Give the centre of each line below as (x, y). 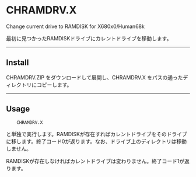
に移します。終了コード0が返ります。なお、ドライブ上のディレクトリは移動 (97, 141)
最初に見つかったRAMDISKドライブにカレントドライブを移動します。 (89, 38)
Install (17, 63)
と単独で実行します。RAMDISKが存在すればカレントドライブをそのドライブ (97, 134)
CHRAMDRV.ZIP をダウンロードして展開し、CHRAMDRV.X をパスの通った (94, 77)
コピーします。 (54, 85)
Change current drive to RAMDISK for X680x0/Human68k (75, 26)
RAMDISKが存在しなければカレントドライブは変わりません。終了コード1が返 (98, 161)
